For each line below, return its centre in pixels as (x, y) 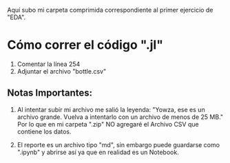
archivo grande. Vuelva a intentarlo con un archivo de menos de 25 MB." (120, 117)
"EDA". (17, 17)
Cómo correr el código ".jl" (85, 45)
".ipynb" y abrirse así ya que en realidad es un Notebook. (98, 152)
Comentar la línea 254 (49, 64)
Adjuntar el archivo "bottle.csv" (62, 71)
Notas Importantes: (50, 93)
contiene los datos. (44, 131)
